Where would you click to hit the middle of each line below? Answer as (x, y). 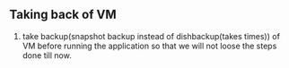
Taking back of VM (63, 15)
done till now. (47, 55)
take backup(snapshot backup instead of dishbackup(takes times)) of (151, 36)
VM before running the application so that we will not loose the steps (149, 46)
